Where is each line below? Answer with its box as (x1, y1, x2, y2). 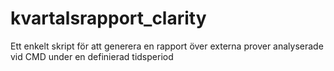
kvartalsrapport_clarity (10, 7, 207, 30)
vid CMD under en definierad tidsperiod (10, 50, 174, 62)
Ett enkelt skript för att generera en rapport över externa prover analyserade (10, 40, 324, 52)
